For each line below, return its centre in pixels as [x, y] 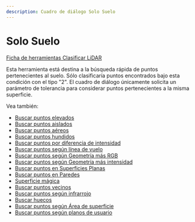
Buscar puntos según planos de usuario [64, 212]
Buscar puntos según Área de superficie [64, 206]
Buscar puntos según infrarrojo [53, 193]
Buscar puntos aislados [43, 124]
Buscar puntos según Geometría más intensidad [74, 162]
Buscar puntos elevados [44, 117]
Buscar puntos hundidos [45, 136]
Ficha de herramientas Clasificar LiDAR [54, 58]
